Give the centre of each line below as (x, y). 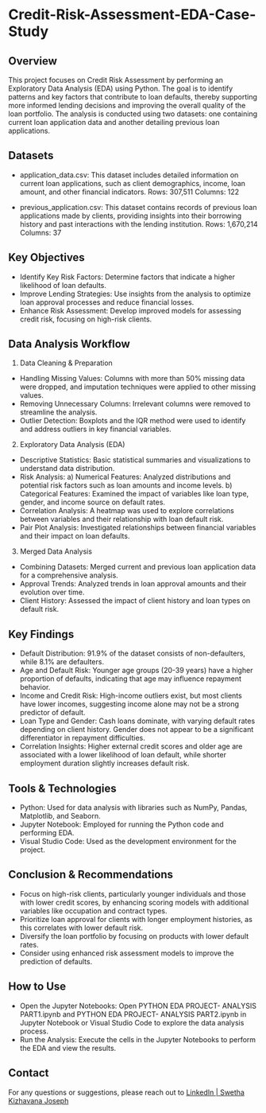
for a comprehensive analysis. (69, 575)
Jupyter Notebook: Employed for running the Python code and (121, 824)
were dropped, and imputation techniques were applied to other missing (138, 387)
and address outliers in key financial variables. (96, 429)
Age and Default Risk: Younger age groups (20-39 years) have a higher (136, 671)
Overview (33, 61)
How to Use (37, 987)
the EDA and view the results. (68, 1048)
